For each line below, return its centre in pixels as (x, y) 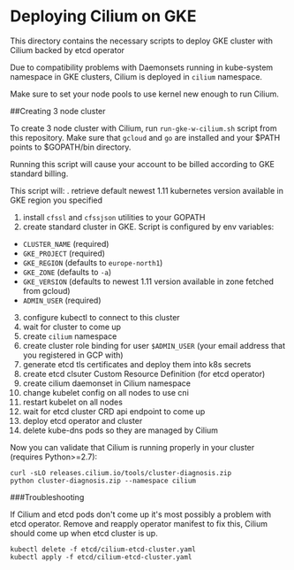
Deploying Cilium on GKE (103, 16)
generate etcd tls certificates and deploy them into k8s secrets (137, 364)
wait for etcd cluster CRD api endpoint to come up (114, 411)
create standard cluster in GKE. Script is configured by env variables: (148, 227)
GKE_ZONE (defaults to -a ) (67, 272)
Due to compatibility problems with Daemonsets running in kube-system (142, 67)
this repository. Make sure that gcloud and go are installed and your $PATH (145, 137)
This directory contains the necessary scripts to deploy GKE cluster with (141, 41)
